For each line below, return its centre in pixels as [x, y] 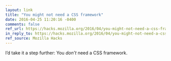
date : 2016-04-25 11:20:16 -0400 [41, 19]
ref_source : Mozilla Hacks [34, 39]
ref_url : [15, 29]
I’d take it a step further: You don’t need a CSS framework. [66, 53]
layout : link [19, 10]
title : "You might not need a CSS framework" [54, 15]
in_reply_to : [19, 34]
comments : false [22, 24]
